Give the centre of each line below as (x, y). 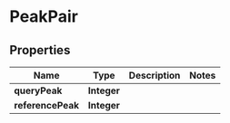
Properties (40, 50)
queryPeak (38, 90)
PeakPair (44, 17)
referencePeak (47, 105)
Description (155, 76)
